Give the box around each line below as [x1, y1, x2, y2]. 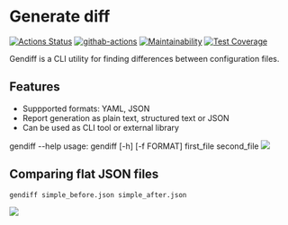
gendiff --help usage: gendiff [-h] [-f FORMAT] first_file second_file [9, 141, 259, 151]
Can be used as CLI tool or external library [22, 122, 180, 133]
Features [9, 79, 60, 95]
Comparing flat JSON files [9, 167, 159, 182]
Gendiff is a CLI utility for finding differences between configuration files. [9, 53, 280, 64]
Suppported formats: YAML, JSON [22, 103, 150, 114]
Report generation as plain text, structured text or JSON [22, 112, 229, 123]
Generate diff [9, 6, 111, 27]
